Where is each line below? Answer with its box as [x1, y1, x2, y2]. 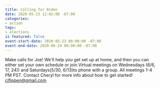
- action [5, 20, 23, 26]
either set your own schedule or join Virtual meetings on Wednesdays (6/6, [5, 62, 156, 68]
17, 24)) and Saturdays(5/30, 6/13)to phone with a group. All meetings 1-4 [5, 67, 152, 73]
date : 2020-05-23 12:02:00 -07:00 [5, 12, 76, 17]
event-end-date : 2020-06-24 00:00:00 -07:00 [5, 43, 97, 48]
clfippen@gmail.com [5, 77, 47, 83]
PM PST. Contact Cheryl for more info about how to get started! [5, 72, 133, 78]
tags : [5, 25, 16, 30]
